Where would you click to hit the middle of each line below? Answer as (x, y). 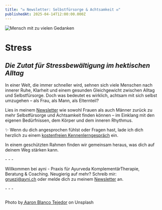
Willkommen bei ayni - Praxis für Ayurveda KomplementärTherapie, (72, 169)
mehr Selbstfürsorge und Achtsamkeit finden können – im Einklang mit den (80, 115)
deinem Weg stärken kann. (32, 150)
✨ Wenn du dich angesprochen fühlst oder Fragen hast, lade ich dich (74, 130)
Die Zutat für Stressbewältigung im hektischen (78, 66)
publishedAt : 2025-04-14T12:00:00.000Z (45, 14)
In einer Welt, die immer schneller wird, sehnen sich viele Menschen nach (79, 85)
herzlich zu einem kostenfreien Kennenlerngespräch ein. (62, 135)
